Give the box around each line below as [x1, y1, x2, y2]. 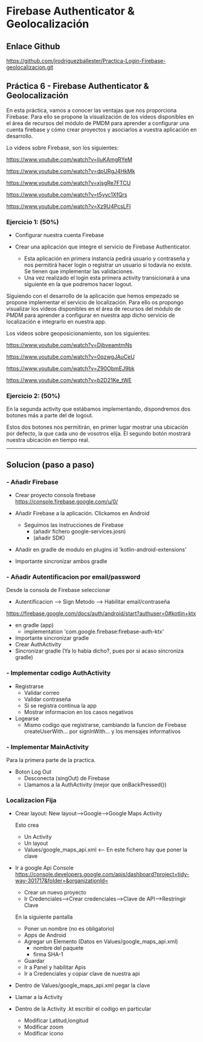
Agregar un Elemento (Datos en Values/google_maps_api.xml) [24, 938, 178, 945]
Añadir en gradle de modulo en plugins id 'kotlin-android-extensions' [14, 546, 187, 553]
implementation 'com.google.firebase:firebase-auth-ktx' [24, 628, 164, 636]
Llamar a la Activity [14, 994, 63, 1001]
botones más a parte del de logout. [6, 412, 94, 419]
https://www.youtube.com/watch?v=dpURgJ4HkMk [6, 168, 135, 175]
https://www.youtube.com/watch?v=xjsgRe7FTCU [6, 179, 131, 186]
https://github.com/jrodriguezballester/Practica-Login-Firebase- [6, 57, 166, 64]
